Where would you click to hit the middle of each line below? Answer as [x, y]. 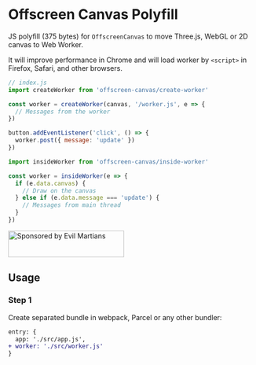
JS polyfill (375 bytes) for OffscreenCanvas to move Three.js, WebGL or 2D [128, 36]
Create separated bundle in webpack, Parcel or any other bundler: [115, 317]
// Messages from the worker [63, 112]
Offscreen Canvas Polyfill [93, 15]
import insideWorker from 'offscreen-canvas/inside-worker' [109, 162]
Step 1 [20, 300]
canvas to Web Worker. [46, 44]
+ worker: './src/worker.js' [56, 347]
